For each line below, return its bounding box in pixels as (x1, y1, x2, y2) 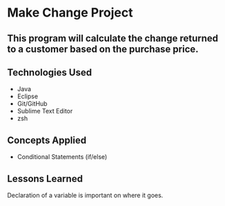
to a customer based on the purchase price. (7, 43, 199, 55)
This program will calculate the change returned (7, 32, 219, 44)
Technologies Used (7, 66, 92, 78)
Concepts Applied (7, 134, 87, 146)
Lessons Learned (7, 173, 83, 185)
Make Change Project (7, 5, 133, 21)
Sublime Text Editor (17, 107, 73, 115)
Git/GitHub (17, 100, 48, 108)
